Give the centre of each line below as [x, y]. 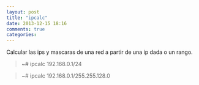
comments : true [26, 29]
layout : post [23, 12]
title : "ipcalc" [27, 18]
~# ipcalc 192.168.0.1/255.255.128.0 [66, 76]
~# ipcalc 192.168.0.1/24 [51, 64]
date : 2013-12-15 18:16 [37, 23]
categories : [21, 35]
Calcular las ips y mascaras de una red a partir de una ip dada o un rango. [99, 52]
